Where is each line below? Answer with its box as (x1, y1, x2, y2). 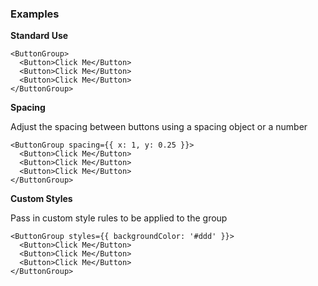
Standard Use (10, 30, 69, 42)
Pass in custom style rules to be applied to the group (10, 212, 228, 224)
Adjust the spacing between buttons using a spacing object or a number (10, 121, 308, 133)
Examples (10, 7, 60, 21)
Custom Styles (10, 193, 73, 205)
